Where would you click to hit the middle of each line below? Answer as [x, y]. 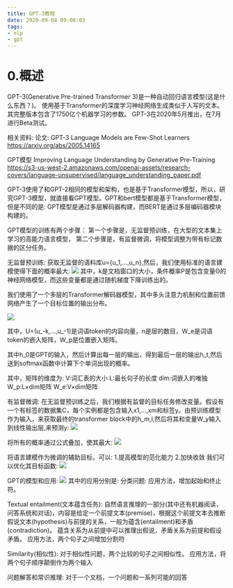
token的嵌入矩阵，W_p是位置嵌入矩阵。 [64, 340]
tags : [15, 26]
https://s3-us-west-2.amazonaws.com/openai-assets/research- [99, 168]
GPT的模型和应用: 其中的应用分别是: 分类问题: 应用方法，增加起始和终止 [114, 481]
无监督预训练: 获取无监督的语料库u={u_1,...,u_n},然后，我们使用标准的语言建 [115, 262]
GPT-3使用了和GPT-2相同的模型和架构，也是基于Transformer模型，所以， [113, 189]
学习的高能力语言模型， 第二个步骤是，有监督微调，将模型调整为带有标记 [112, 239]
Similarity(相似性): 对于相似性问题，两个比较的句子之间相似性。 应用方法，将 [116, 554]
